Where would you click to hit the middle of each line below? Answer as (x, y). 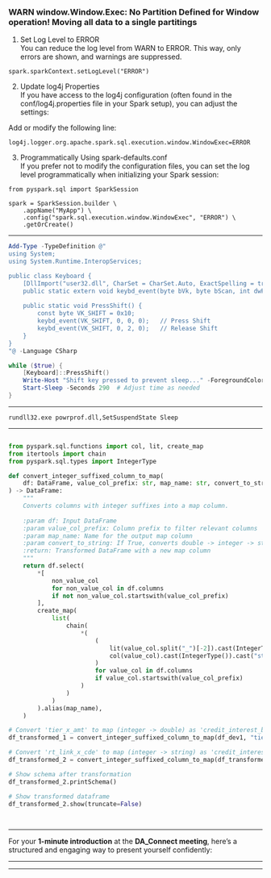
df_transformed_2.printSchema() (63, 782)
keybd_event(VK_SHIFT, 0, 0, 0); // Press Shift (124, 321)
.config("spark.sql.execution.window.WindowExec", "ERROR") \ (129, 218)
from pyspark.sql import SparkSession (73, 189)
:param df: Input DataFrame (70, 521)
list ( (60, 618)
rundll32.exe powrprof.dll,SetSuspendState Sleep (94, 418)
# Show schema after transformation (70, 774)
